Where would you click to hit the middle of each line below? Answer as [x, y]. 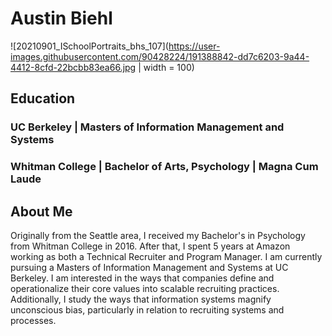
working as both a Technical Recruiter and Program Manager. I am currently [166, 256]
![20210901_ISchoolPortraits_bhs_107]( [89, 46]
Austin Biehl [61, 18]
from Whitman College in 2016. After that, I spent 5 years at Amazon [150, 246]
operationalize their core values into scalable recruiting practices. [145, 288]
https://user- [194, 46]
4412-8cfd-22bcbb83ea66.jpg [73, 67]
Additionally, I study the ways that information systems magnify [141, 299]
